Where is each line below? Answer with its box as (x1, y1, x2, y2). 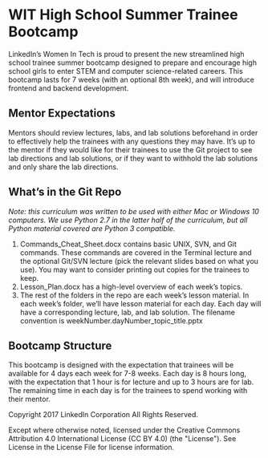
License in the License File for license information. (8, 443, 175, 452)
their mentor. (8, 395, 51, 404)
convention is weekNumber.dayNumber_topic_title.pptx (19, 315, 203, 326)
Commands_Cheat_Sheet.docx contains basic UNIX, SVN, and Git (19, 239, 237, 249)
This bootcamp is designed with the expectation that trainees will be (8, 360, 234, 370)
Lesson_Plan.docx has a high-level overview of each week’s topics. (19, 282, 243, 291)
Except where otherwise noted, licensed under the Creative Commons (8, 425, 241, 435)
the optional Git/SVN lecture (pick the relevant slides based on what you (19, 256, 259, 265)
